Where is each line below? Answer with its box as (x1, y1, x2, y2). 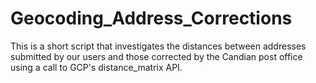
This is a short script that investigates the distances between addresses (10, 40, 307, 52)
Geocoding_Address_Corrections (10, 7, 293, 30)
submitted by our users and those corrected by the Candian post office (10, 50, 303, 62)
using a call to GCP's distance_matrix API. (10, 61, 183, 73)
